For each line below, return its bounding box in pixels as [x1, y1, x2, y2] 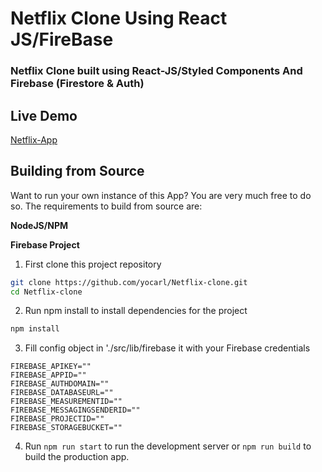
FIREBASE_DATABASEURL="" [10, 388, 114, 398]
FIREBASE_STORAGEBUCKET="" [10, 423, 123, 433]
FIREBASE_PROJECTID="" [10, 414, 105, 424]
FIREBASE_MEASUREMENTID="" [10, 397, 123, 407]
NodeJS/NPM [10, 219, 68, 231]
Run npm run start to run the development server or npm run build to [24, 440, 312, 452]
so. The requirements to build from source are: [10, 200, 203, 212]
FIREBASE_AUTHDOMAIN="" [10, 379, 110, 389]
